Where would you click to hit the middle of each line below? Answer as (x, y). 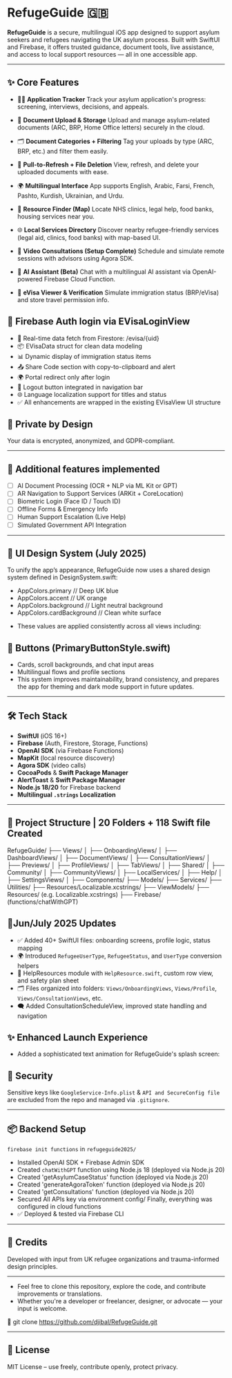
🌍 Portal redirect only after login (64, 377)
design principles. (32, 1266)
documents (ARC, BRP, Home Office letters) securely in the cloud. (111, 127)
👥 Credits (28, 1242)
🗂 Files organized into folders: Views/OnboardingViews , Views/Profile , (117, 988)
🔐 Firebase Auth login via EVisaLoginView (99, 322)
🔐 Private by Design (50, 424)
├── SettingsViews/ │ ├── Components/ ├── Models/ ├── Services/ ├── (115, 879)
